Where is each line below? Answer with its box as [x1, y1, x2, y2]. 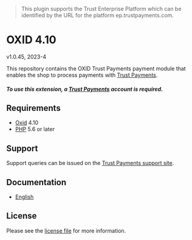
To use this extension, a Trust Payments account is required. [6, 85, 163, 93]
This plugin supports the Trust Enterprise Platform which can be [21, 5, 182, 12]
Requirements [6, 103, 61, 113]
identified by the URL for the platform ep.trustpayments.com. [21, 12, 174, 19]
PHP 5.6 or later [15, 125, 55, 133]
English [15, 193, 34, 200]
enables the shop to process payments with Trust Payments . [6, 71, 158, 79]
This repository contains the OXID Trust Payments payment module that [6, 65, 187, 72]
